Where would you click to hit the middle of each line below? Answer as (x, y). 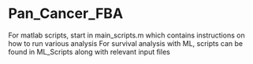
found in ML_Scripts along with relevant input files (89, 52)
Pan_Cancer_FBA (66, 14)
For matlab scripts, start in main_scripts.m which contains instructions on (127, 35)
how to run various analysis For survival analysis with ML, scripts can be (126, 43)
